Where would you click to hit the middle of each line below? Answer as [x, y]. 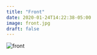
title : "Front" [26, 12]
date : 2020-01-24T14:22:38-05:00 [49, 18]
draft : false [23, 29]
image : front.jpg [28, 23]
